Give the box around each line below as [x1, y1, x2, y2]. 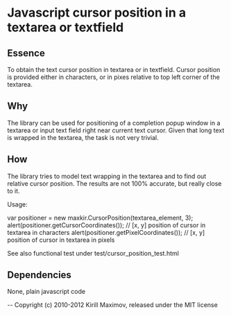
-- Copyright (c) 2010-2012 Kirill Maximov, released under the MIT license [7, 301, 219, 309]
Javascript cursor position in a [7, 5, 186, 21]
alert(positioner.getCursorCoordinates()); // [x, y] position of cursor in [7, 220, 206, 229]
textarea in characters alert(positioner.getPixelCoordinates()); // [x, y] [7, 228, 205, 236]
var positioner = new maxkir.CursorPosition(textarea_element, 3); [7, 213, 194, 222]
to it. [7, 186, 20, 195]
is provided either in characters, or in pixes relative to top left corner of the [7, 73, 220, 81]
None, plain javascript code [7, 288, 85, 296]
